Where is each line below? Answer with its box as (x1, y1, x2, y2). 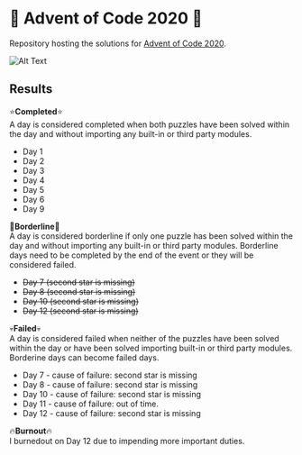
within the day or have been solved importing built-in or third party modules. (9, 342, 293, 353)
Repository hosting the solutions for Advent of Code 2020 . (9, 38, 227, 49)
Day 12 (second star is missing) (22, 305, 139, 316)
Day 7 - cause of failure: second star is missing (22, 369, 198, 380)
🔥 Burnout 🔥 (9, 425, 52, 436)
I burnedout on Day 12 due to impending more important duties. (9, 435, 245, 446)
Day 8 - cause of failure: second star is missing (22, 378, 198, 390)
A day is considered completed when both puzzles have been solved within (9, 119, 290, 130)
